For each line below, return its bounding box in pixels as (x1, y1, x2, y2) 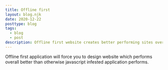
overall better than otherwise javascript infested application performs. (5, 58, 149, 65)
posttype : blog (5, 21, 37, 26)
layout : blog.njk (5, 12, 41, 17)
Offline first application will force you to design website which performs (5, 53, 152, 59)
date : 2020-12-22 (5, 16, 41, 21)
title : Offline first (5, 7, 50, 12)
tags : (5, 26, 16, 31)
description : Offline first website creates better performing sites (5, 40, 153, 45)
